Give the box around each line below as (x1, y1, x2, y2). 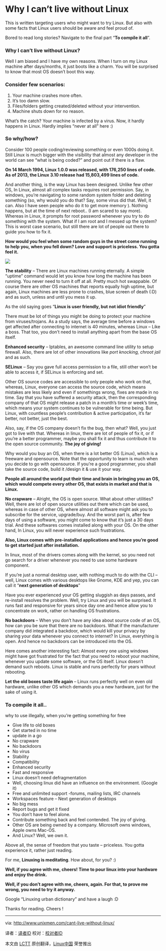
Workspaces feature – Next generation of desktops (12, 796, 117, 802)
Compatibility (12, 759, 40, 765)
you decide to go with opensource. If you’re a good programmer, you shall (5, 461, 156, 467)
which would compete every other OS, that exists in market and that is (5, 481, 152, 487)
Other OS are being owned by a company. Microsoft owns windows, (12, 822, 151, 828)
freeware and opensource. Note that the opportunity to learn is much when (5, 455, 158, 461)
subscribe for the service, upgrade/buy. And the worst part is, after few (5, 511, 151, 517)
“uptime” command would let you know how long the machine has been (5, 273, 152, 279)
